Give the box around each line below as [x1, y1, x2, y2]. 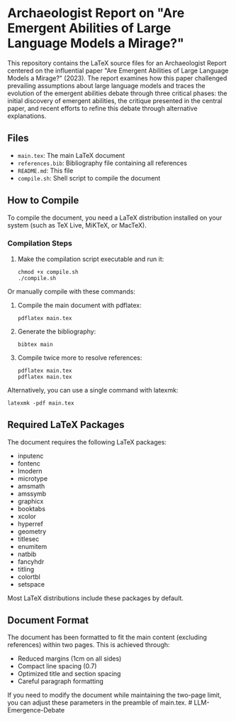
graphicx [17, 496, 44, 506]
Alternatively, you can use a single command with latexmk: [7, 385, 179, 394]
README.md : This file [17, 166, 74, 175]
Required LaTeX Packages [7, 419, 125, 431]
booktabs [17, 504, 46, 513]
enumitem [17, 542, 47, 550]
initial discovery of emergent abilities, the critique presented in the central [7, 96, 223, 105]
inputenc [17, 452, 44, 460]
